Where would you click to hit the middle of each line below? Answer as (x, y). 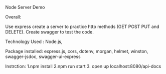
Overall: (13, 17)
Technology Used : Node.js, (34, 41)
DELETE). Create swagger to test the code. (50, 32)
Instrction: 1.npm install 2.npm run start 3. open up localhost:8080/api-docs (83, 66)
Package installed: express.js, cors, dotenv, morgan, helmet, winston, (77, 51)
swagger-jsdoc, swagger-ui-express (43, 56)
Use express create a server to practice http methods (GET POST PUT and (82, 26)
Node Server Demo (25, 7)
